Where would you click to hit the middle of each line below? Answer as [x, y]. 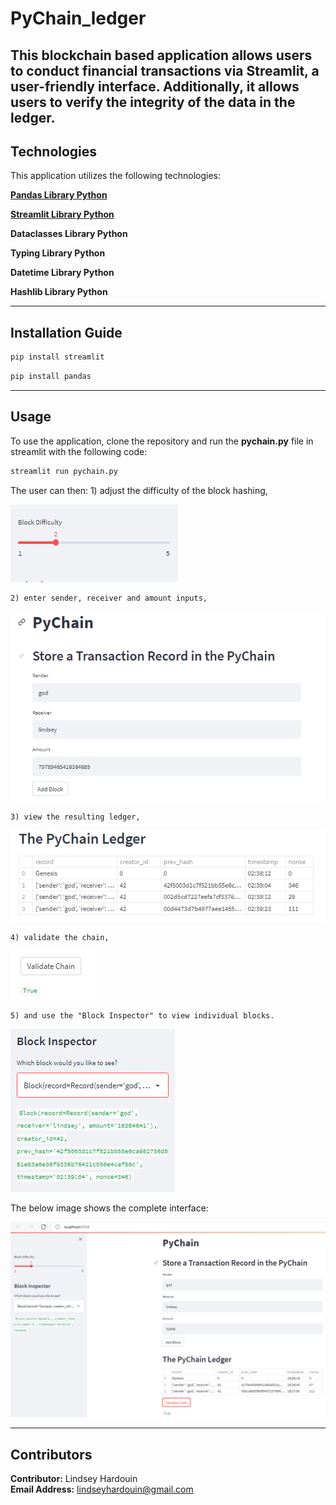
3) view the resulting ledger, [75, 817]
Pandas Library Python [59, 195]
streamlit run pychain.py [64, 471]
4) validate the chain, [60, 938]
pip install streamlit [57, 357]
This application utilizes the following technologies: [116, 176]
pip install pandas [51, 377]
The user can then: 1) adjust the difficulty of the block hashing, [139, 490]
